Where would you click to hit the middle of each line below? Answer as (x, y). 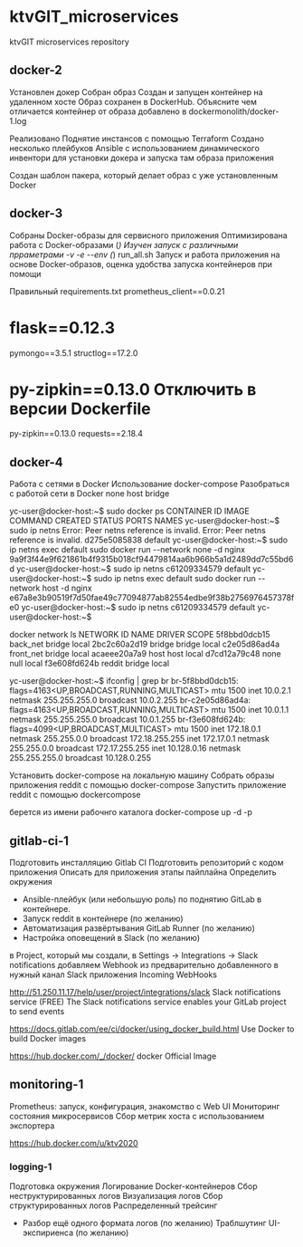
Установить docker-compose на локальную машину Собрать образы (142, 775)
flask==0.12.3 (62, 327)
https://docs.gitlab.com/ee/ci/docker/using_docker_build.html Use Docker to (152, 1029)
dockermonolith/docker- (234, 111)
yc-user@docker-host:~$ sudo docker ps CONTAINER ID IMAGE (130, 511)
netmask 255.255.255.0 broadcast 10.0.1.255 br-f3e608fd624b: (128, 719)
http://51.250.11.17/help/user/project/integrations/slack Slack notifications (145, 993)
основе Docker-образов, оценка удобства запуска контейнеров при (141, 264)
